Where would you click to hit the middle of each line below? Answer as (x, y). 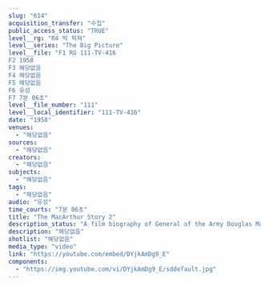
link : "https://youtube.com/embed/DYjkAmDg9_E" (89, 254)
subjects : (25, 172)
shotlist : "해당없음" (41, 240)
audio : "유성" (30, 202)
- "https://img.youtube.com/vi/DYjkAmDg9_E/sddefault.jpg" (116, 269)
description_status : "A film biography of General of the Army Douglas (130, 224)
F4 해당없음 (25, 75)
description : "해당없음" (46, 232)
